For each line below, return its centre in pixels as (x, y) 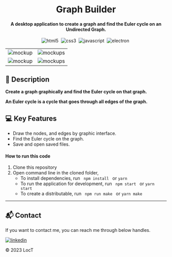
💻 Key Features (31, 118)
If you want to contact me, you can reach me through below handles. (78, 230)
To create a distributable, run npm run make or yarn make (81, 194)
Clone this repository (35, 167)
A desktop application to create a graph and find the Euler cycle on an (86, 24)
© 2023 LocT (19, 250)
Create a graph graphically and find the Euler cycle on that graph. (76, 92)
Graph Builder (86, 9)
